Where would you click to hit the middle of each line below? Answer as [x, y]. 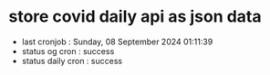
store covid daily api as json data [135, 17]
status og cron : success [68, 51]
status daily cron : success [72, 61]
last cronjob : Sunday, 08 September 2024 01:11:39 [117, 42]
